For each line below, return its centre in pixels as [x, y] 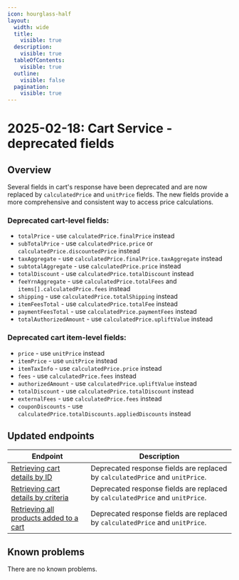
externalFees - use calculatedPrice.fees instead [90, 399]
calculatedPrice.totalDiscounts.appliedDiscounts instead [104, 413]
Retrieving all [33, 509]
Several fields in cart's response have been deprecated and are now [107, 187]
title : [23, 34]
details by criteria [40, 497]
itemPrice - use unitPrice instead [67, 361]
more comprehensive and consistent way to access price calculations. [111, 202]
